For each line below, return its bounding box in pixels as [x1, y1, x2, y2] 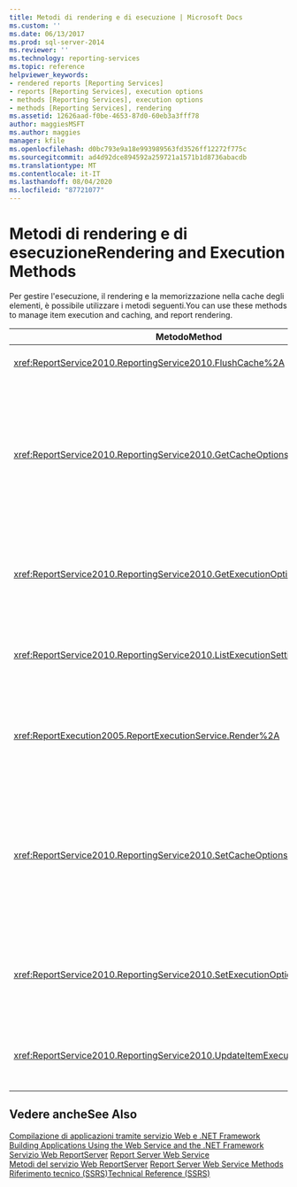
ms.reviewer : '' [9, 46, 69, 55]
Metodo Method [155, 330, 223, 343]
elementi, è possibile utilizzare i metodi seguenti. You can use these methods [9, 300, 287, 311]
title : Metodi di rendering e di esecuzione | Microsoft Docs [9, 12, 243, 22]
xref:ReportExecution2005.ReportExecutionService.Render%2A [13, 729, 280, 742]
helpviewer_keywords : [9, 71, 89, 80]
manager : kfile [9, 136, 65, 145]
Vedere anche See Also [9, 1107, 138, 1122]
